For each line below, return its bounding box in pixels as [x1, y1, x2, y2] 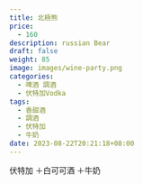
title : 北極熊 [9, 13, 58, 23]
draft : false [9, 47, 58, 56]
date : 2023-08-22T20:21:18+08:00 [9, 139, 135, 148]
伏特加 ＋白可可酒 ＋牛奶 [9, 164, 101, 176]
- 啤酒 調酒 [17, 80, 57, 89]
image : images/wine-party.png [9, 64, 123, 73]
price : [9, 22, 34, 31]
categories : [9, 72, 54, 81]
